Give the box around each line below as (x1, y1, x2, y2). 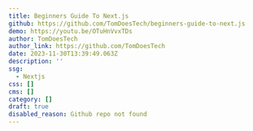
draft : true (8, 103, 49, 111)
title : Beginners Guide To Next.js (8, 11, 129, 20)
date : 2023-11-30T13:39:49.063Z (8, 50, 118, 58)
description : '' (8, 58, 63, 66)
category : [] (8, 95, 53, 103)
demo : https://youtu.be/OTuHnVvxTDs (8, 27, 133, 35)
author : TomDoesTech (8, 34, 79, 43)
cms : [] (8, 87, 35, 96)
